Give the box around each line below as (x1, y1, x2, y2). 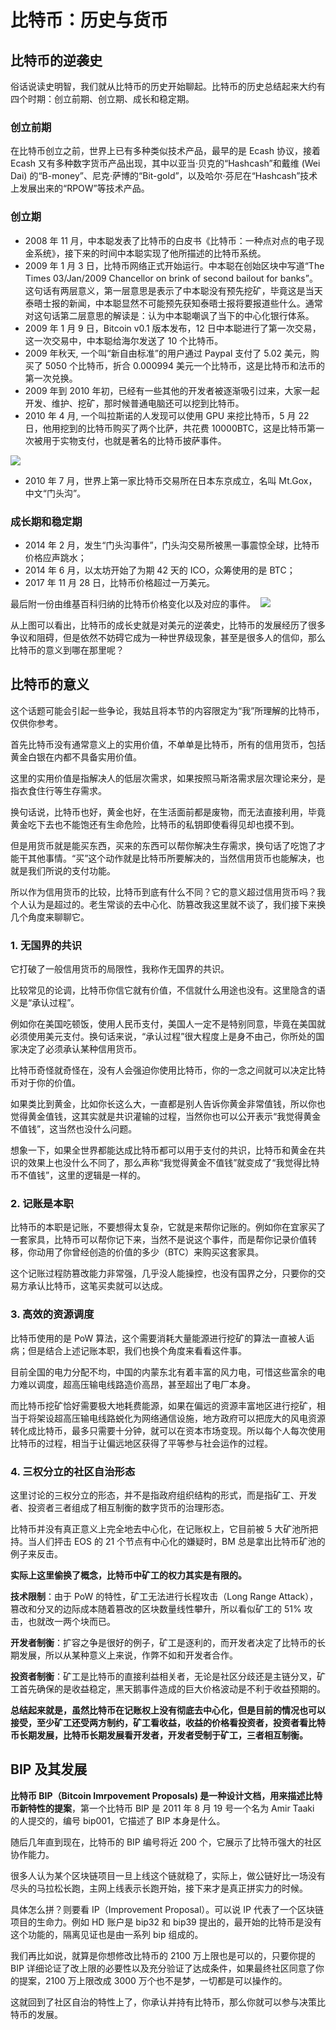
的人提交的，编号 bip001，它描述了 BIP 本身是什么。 (10, 1814, 226, 1826)
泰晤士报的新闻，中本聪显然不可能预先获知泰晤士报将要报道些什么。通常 (24, 297, 323, 309)
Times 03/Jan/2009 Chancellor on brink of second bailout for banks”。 (24, 272, 318, 284)
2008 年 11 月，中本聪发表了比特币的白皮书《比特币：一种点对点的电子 (24, 234, 316, 246)
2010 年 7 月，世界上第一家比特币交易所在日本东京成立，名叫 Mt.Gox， (24, 474, 318, 486)
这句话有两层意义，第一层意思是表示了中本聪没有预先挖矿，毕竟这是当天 (24, 284, 323, 296)
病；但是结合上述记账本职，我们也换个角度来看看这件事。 (10, 1344, 247, 1356)
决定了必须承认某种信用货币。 (18, 1043, 142, 1055)
